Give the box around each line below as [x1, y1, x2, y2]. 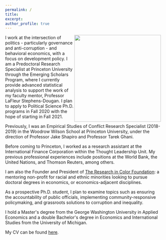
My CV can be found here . [5, 229, 59, 236]
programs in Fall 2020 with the [5, 109, 68, 115]
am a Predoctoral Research [5, 61, 61, 67]
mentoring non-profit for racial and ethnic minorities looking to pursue [5, 174, 148, 180]
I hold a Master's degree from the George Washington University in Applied [5, 209, 158, 215]
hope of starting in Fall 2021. [5, 114, 63, 120]
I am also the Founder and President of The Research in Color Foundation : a [5, 169, 160, 175]
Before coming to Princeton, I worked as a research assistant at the [5, 143, 142, 149]
